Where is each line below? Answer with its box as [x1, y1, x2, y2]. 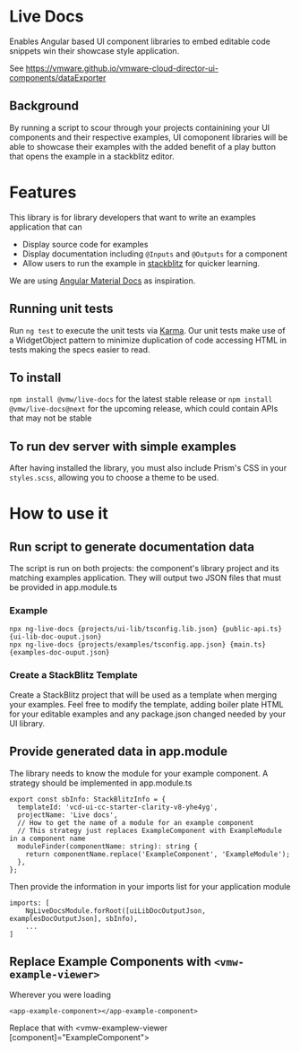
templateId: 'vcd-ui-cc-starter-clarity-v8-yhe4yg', [17, 803, 219, 812]
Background [9, 99, 79, 114]
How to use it [9, 504, 109, 524]
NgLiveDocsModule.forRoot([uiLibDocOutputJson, [25, 906, 206, 916]
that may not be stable [9, 413, 92, 423]
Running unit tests [9, 301, 114, 317]
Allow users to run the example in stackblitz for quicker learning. [21, 257, 261, 268]
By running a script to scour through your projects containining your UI [9, 122, 270, 133]
